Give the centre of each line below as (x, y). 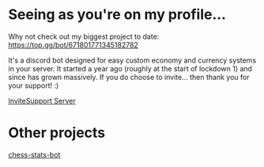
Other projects (57, 133)
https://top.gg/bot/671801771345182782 (73, 44)
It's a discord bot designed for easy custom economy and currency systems (132, 60)
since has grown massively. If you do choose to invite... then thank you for (129, 77)
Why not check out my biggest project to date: (84, 36)
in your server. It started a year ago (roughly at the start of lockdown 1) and (130, 68)
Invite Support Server (42, 101)
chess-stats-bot (34, 154)
